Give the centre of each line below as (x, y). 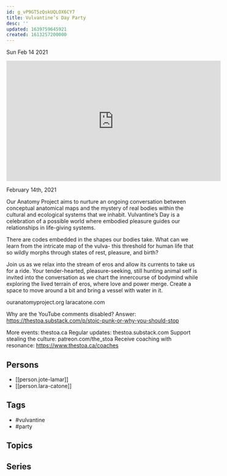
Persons (22, 365)
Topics (20, 446)
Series (19, 467)
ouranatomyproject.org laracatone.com (56, 302)
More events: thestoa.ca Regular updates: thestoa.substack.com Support (99, 333)
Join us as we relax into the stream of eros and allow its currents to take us (101, 264)
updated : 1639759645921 (37, 29)
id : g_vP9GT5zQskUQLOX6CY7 (41, 12)
